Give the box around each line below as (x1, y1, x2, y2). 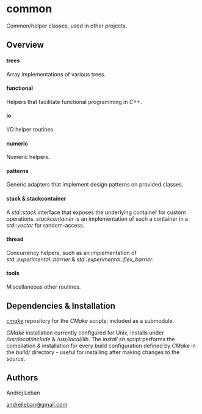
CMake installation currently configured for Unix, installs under (6, 329, 164, 336)
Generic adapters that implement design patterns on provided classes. (6, 181, 184, 188)
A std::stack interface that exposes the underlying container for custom (6, 209, 186, 216)
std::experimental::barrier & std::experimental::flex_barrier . (6, 256, 154, 263)
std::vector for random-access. (6, 221, 85, 229)
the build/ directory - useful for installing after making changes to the (6, 348, 180, 356)
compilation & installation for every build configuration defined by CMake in (6, 342, 197, 349)
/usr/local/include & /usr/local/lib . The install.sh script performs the (6, 335, 175, 342)
